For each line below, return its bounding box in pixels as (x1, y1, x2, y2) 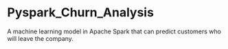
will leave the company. (7, 34, 74, 42)
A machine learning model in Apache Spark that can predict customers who (7, 27, 222, 35)
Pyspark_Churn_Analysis (7, 5, 155, 20)
